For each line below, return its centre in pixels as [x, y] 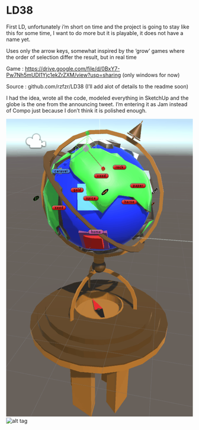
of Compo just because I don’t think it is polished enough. [76, 110]
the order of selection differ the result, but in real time [72, 57]
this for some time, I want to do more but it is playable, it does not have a [95, 33]
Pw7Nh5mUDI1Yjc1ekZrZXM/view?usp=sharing [64, 75]
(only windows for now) [151, 75]
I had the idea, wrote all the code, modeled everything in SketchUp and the [97, 98]
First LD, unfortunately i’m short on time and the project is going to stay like [98, 27]
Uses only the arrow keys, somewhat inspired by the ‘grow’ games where [95, 50]
